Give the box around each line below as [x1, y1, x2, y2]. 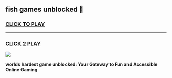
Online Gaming [5, 66, 38, 72]
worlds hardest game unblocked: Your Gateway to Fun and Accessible [5, 61, 158, 67]
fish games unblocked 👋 [5, 5, 84, 14]
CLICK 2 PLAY [5, 40, 41, 47]
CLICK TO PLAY [5, 21, 45, 28]
